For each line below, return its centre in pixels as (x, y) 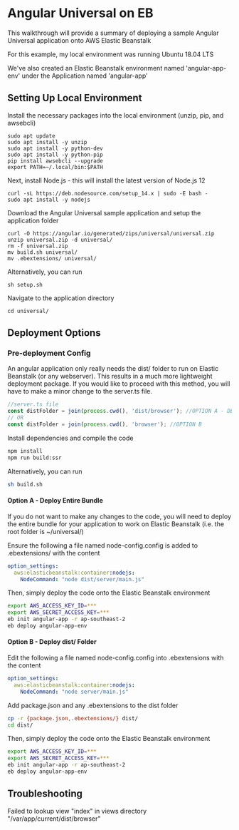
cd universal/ (28, 311)
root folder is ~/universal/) (46, 531)
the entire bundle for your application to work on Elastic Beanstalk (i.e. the (116, 524)
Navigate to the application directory (61, 298)
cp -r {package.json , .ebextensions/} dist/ (73, 718)
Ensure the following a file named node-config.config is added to (102, 545)
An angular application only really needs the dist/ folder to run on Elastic (113, 369)
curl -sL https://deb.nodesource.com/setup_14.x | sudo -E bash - (108, 193)
